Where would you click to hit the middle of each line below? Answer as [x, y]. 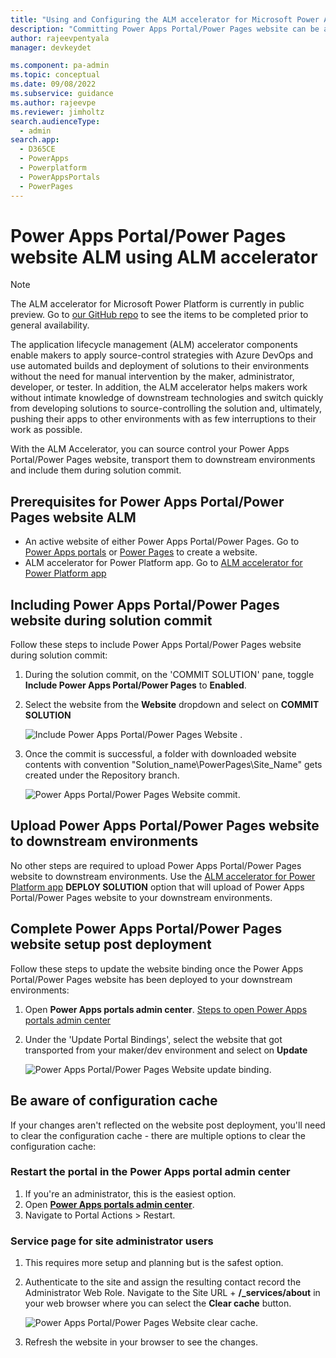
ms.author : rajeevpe [53, 102]
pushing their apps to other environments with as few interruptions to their [163, 419]
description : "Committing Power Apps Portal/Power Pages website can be [165, 29]
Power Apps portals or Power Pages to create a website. [141, 552]
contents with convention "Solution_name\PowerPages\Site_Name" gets [173, 765]
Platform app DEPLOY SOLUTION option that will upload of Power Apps [157, 887]
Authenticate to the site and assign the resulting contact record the [163, 1282]
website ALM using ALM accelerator [164, 257]
